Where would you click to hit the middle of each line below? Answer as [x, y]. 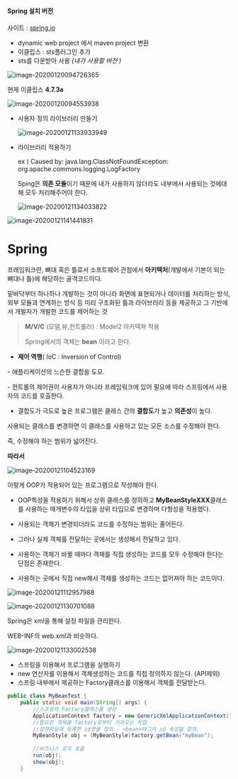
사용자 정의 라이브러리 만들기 [57, 119]
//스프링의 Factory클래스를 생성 [75, 709]
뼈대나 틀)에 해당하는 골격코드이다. [55, 279]
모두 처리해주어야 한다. [57, 192]
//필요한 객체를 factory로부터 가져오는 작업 [90, 722]
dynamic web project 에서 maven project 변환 [83, 43]
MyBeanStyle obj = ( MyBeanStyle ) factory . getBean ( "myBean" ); [123, 736]
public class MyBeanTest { [47, 696]
